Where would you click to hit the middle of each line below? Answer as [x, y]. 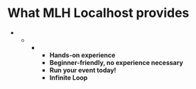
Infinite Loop [69, 77]
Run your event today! [83, 70]
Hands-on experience [82, 55]
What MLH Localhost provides [98, 13]
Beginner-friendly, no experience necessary [116, 62]
